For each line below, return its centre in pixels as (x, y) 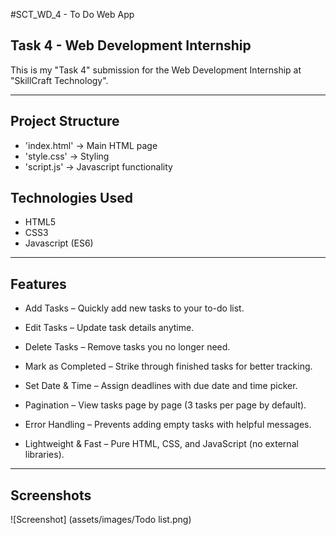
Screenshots (51, 495)
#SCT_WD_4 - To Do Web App (72, 14)
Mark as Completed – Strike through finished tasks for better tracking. (168, 366)
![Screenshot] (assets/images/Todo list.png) (101, 520)
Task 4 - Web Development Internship (131, 45)
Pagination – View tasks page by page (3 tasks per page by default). (165, 405)
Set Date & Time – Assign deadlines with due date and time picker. (161, 386)
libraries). (44, 455)
